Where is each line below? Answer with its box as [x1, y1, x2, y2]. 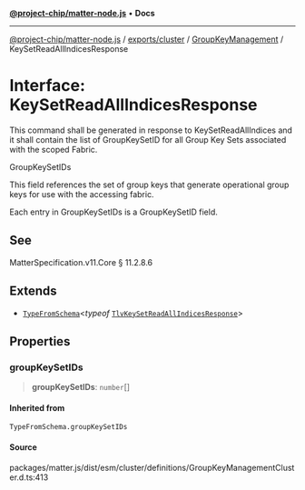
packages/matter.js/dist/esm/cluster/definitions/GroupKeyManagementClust [9, 462, 295, 473]
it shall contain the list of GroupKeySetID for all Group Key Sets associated [9, 134, 287, 145]
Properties [9, 334, 71, 349]
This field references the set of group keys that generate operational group [9, 179, 290, 190]
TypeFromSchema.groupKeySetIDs [9, 423, 128, 432]
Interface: [9, 75, 86, 96]
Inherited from [9, 402, 65, 413]
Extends [9, 284, 57, 299]
